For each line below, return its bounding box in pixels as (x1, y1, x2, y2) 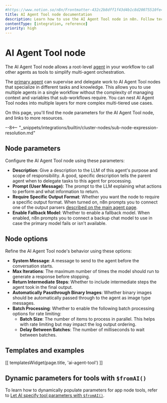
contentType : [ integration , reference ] (5, 21, 88, 26)
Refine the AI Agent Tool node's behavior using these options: (5, 248, 132, 254)
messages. (12, 300, 35, 306)
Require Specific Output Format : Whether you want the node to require (12, 194, 160, 200)
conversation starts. (12, 263, 54, 269)
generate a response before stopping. (12, 273, 90, 279)
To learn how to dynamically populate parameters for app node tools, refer (5, 387, 158, 393)
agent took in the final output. (12, 284, 73, 290)
